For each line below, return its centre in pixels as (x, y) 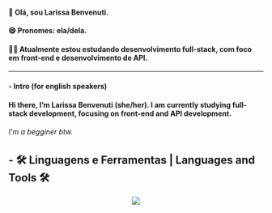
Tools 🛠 (29, 178)
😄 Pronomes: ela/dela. (48, 31)
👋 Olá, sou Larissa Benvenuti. (59, 12)
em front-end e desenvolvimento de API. (78, 58)
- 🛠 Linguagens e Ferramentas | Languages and (132, 160)
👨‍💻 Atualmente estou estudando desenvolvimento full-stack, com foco (130, 49)
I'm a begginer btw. (41, 132)
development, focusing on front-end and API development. (130, 113)
